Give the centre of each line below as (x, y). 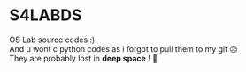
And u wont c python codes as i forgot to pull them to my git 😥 (123, 48)
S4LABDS (46, 15)
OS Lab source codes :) (52, 40)
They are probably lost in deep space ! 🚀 (83, 58)
